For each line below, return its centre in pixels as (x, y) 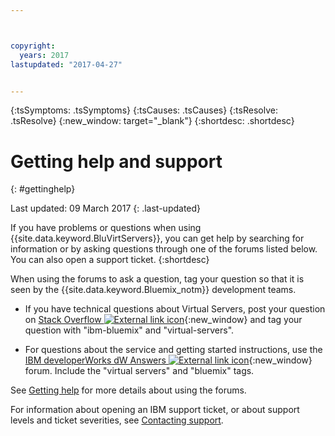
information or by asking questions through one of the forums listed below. (164, 249)
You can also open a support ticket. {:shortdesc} (110, 260)
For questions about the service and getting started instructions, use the (173, 350)
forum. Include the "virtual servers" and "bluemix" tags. (139, 371)
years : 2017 (44, 55)
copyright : (33, 46)
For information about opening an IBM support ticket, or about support (155, 410)
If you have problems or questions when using (106, 228)
